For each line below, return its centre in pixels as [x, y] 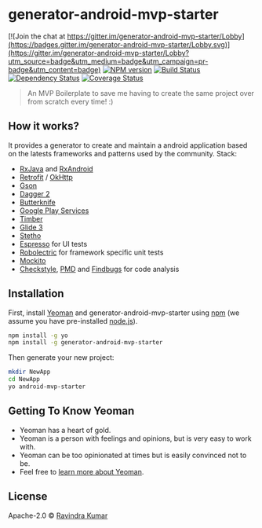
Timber [31, 218]
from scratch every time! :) [70, 101]
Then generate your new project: [61, 357]
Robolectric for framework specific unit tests [91, 252]
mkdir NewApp [29, 372]
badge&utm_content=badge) [55, 69]
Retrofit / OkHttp [46, 177]
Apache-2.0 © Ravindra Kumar [58, 515]
